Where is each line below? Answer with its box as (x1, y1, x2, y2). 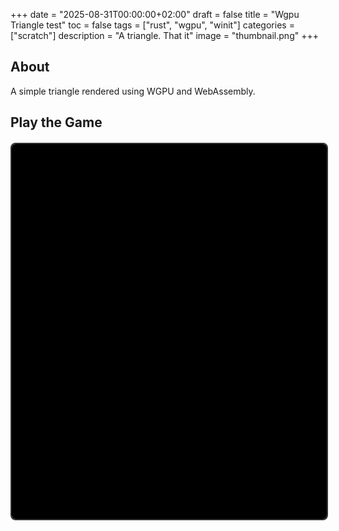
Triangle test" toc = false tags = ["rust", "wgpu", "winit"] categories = (10, 19, 295, 31)
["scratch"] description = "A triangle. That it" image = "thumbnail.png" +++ (10, 30, 319, 41)
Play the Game (10, 114, 103, 131)
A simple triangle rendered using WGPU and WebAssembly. (10, 85, 256, 97)
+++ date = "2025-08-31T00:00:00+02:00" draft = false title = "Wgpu (10, 9, 300, 20)
